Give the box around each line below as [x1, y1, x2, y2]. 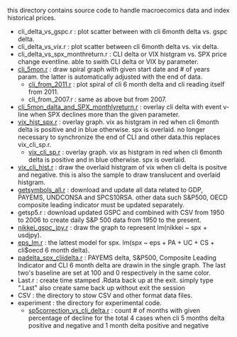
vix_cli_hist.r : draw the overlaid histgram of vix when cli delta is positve [17, 163, 227, 171]
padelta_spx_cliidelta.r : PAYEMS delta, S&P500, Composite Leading [17, 253, 216, 262]
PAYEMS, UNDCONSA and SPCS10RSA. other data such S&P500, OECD [17, 193, 228, 201]
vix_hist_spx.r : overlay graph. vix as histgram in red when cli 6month [17, 118, 219, 126]
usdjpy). [17, 231, 42, 239]
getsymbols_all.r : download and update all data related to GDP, [17, 186, 204, 194]
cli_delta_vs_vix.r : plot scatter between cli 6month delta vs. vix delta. [17, 43, 219, 50]
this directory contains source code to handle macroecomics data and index [7, 6, 230, 14]
